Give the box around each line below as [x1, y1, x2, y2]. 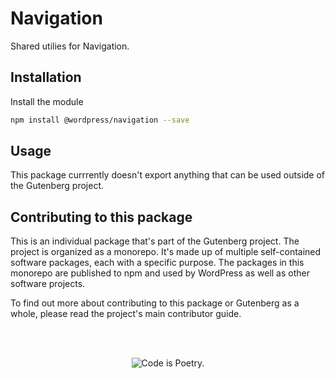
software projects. [10, 278, 86, 290]
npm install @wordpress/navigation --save [10, 115, 190, 125]
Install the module [10, 95, 84, 107]
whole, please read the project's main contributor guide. [10, 308, 242, 320]
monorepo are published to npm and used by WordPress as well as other [10, 267, 310, 279]
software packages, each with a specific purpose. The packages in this [10, 257, 305, 269]
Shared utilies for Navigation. [10, 40, 130, 52]
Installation [10, 69, 82, 86]
